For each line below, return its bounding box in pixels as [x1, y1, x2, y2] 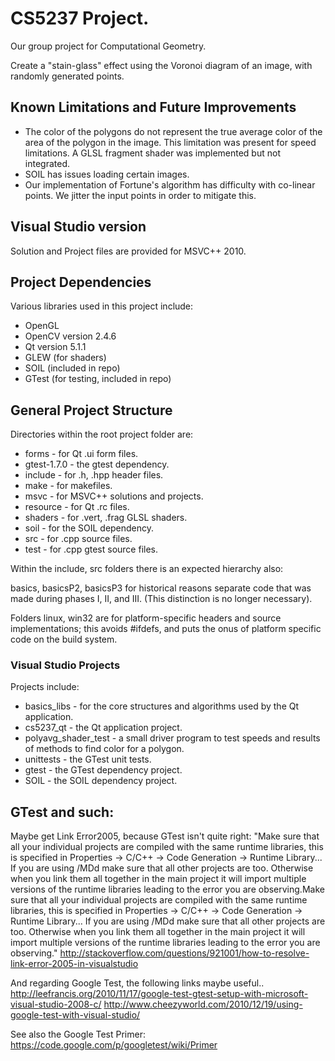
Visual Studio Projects [10, 658, 121, 672]
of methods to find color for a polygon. [24, 743, 185, 755]
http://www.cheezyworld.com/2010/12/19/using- [103, 998, 303, 1011]
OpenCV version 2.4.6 [24, 330, 117, 342]
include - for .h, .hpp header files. [24, 469, 164, 481]
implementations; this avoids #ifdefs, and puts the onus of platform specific [10, 623, 322, 635]
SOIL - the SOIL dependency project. [24, 775, 178, 787]
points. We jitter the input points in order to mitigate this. [24, 189, 257, 201]
